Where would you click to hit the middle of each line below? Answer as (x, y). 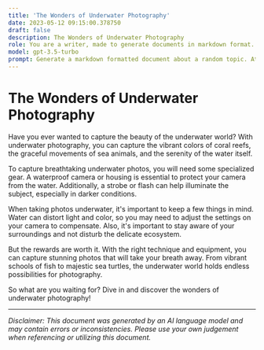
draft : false (29, 30)
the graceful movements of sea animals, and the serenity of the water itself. (130, 153)
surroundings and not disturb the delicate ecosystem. (95, 234)
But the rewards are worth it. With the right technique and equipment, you (127, 249)
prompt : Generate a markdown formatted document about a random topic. (128, 60)
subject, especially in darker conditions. (73, 193)
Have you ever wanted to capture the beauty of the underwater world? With (130, 136)
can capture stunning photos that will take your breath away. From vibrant (128, 257)
